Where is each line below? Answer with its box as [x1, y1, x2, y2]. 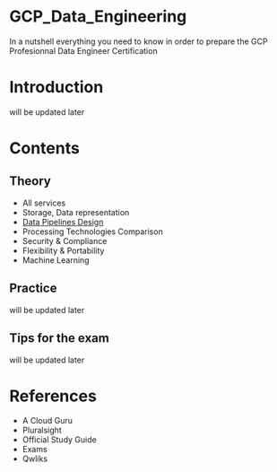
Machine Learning [22, 254, 90, 266]
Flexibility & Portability [22, 245, 105, 256]
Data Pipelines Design [22, 216, 104, 227]
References [9, 386, 97, 406]
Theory [9, 173, 52, 189]
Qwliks [22, 453, 48, 464]
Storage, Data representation [22, 206, 130, 217]
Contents [9, 138, 81, 159]
